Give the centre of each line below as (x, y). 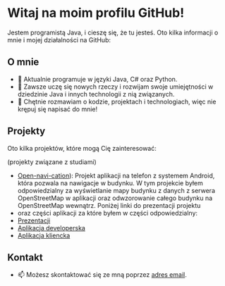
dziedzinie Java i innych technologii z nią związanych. (96, 94)
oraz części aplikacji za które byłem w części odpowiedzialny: (108, 213)
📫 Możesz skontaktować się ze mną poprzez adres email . (102, 275)
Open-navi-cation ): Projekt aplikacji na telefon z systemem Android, (116, 175)
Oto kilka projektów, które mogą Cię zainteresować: (82, 148)
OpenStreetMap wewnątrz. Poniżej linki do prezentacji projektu (109, 205)
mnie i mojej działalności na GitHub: (59, 39)
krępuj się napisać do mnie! (57, 109)
